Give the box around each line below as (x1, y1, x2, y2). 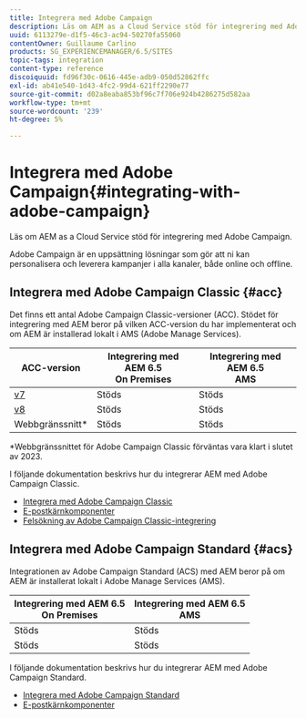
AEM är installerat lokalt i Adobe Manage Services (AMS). (9, 575, 226, 586)
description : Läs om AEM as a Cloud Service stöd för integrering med (9, 22, 283, 31)
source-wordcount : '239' (9, 107, 104, 116)
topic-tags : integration (9, 56, 104, 65)
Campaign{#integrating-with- (9, 181, 241, 202)
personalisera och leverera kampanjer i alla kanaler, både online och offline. (9, 259, 293, 270)
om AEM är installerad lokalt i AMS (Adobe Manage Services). (9, 328, 241, 339)
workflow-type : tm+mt (9, 98, 92, 108)
